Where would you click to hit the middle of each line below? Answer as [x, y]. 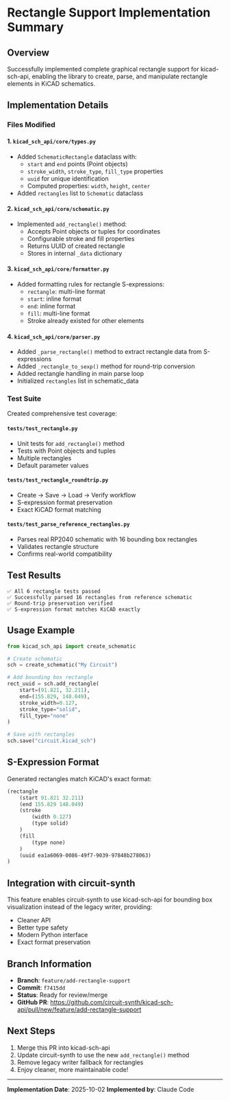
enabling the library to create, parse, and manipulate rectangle [120, 76]
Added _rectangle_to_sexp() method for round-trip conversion [106, 366]
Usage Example [41, 630]
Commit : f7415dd [41, 987]
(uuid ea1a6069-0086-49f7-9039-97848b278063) [86, 855]
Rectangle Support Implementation [109, 13]
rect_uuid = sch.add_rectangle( [53, 684]
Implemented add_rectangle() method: [72, 224]
